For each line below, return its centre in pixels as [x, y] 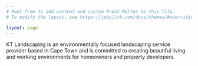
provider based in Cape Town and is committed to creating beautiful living [96, 51]
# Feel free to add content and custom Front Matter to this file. [91, 11]
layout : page [22, 28]
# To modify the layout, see [42, 17]
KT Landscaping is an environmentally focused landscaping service [88, 44]
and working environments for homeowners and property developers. [91, 57]
